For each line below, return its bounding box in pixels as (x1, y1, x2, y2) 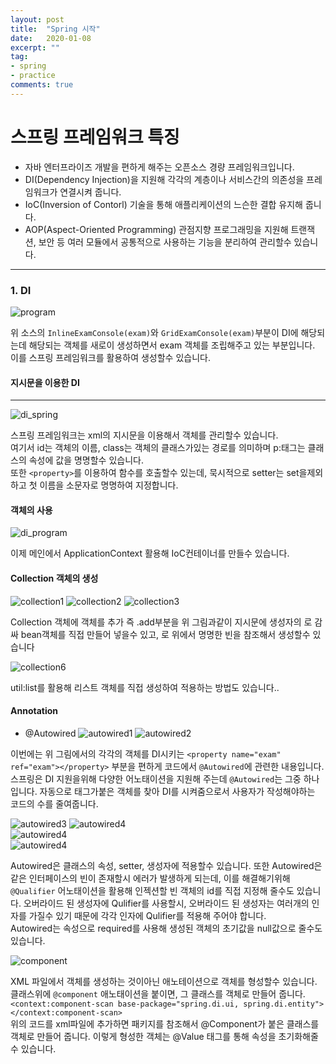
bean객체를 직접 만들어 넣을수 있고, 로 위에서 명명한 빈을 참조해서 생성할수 (20, 628, 311, 640)
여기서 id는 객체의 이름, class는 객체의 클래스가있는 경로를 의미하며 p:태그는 (10, 442, 306, 454)
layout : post (10, 14, 65, 25)
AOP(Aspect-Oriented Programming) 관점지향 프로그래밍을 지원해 (24, 223, 289, 235)
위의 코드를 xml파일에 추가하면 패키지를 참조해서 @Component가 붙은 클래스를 (10, 1017, 320, 1030)
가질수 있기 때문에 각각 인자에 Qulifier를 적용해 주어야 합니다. (28, 909, 267, 921)
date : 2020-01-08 (10, 33, 92, 43)
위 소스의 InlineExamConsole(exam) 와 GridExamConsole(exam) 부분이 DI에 (10, 326, 299, 338)
